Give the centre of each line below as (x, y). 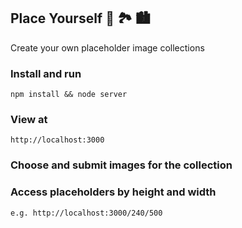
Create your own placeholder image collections (107, 47)
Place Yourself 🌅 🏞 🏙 (80, 18)
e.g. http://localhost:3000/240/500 (86, 213)
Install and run (46, 73)
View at (29, 120)
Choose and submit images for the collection (121, 165)
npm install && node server (69, 95)
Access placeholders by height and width (113, 192)
